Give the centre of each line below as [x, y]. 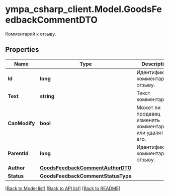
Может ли [149, 108]
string [47, 96]
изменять [148, 120]
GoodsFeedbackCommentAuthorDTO [86, 168]
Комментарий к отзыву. [31, 34]
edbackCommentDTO [52, 20]
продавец [149, 114]
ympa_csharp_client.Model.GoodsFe [84, 9]
